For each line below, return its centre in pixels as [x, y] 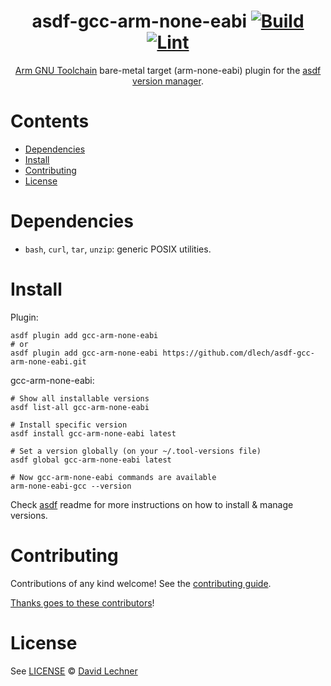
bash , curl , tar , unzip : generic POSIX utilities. [118, 249]
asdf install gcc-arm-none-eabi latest [93, 433]
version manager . [168, 81]
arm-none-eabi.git [48, 361]
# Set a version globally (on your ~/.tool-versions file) [136, 451]
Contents [50, 121]
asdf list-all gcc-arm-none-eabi [80, 407]
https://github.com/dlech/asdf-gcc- [238, 353]
